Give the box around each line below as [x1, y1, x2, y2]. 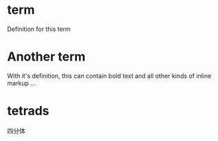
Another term [7, 49, 86, 65]
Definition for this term [7, 25, 71, 33]
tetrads [7, 103, 50, 119]
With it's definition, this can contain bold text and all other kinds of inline [7, 72, 212, 80]
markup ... [7, 78, 36, 87]
